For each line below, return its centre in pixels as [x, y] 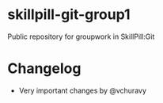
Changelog [44, 69]
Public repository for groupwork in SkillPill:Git [81, 36]
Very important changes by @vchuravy [83, 90]
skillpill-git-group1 [69, 15]
